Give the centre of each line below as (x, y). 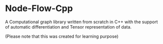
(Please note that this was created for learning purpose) (62, 36)
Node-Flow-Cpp (39, 8)
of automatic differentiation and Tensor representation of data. (68, 27)
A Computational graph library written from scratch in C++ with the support (81, 22)
